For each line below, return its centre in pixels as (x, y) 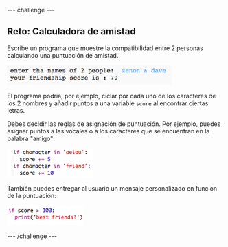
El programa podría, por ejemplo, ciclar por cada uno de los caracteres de (112, 96)
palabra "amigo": (31, 138)
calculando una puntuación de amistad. (63, 55)
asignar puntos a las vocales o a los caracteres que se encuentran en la (109, 131)
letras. (16, 110)
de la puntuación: (32, 195)
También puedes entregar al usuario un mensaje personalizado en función (112, 188)
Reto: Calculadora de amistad (71, 31)
